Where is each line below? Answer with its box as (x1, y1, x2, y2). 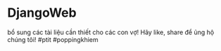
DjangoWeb (7, 5, 77, 21)
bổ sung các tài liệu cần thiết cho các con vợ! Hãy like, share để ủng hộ (7, 28, 215, 36)
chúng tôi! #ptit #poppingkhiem (7, 35, 99, 43)
